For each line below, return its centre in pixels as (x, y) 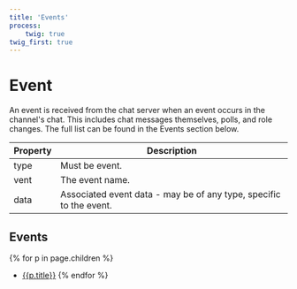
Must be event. (91, 166)
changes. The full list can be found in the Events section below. (124, 129)
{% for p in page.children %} (61, 258)
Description (172, 151)
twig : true (45, 34)
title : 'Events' (39, 17)
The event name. (95, 180)
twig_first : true (41, 42)
